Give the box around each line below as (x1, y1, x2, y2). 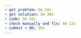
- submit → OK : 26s (4, 26, 45, 31)
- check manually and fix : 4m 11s (4, 21, 77, 26)
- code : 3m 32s (4, 16, 36, 21)
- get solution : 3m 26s (4, 12, 54, 17)
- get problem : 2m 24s (4, 7, 52, 12)
